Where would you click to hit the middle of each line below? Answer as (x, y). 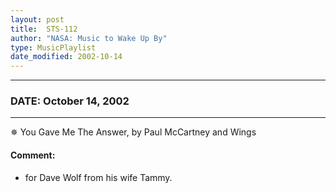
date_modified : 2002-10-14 (66, 57)
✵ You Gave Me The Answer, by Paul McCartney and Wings (133, 132)
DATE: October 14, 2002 (70, 101)
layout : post (37, 19)
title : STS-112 (44, 29)
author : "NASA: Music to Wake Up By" (89, 38)
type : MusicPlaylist (53, 47)
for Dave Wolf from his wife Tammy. (98, 177)
